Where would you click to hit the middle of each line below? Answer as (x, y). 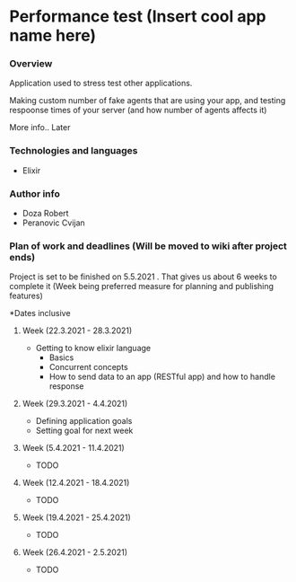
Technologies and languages (74, 151)
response (66, 386)
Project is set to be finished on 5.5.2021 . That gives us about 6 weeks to (144, 277)
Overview (31, 64)
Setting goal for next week (84, 431)
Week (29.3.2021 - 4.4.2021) (75, 404)
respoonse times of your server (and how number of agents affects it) (138, 110)
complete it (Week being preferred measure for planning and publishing (142, 287)
